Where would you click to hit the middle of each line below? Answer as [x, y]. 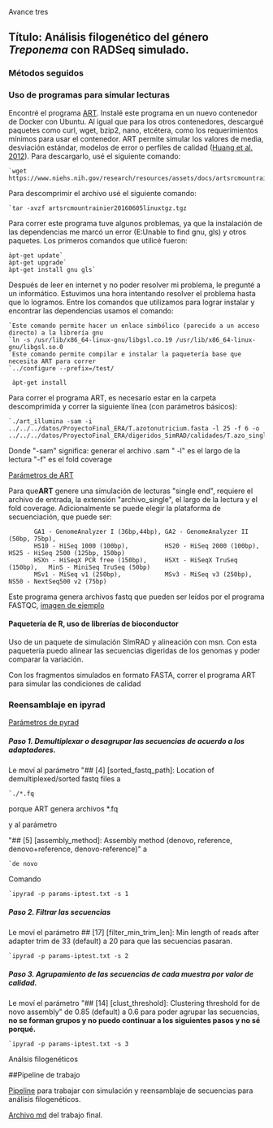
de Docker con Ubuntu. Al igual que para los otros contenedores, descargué [136, 121]
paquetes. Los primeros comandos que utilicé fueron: [98, 240]
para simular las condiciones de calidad [75, 684]
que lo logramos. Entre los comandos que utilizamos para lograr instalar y [132, 302]
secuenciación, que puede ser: [60, 517]
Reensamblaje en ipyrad [57, 705]
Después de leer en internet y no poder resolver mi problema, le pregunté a [135, 285]
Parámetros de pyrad [44, 723]
